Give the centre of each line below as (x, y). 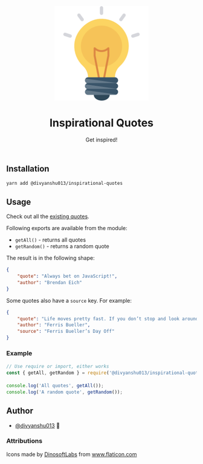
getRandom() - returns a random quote (62, 246)
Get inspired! (101, 140)
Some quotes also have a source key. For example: (69, 300)
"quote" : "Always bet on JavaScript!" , (67, 276)
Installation (28, 169)
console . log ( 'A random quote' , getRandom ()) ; (64, 392)
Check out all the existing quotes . (48, 216)
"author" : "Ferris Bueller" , (54, 325)
